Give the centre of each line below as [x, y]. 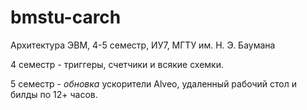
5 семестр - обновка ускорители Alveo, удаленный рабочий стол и [154, 83]
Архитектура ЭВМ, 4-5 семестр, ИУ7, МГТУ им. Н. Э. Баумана [143, 45]
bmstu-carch [66, 17]
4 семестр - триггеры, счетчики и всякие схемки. [117, 64]
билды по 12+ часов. [54, 94]
